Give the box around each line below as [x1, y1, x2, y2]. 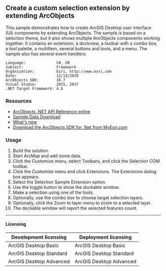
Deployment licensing [79, 234, 132, 241]
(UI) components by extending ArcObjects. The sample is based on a [5, 30, 146, 36]
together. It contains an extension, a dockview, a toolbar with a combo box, [5, 40, 158, 46]
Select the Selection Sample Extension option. [12, 179, 106, 185]
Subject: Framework [5, 64, 77, 69]
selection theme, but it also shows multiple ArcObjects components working [5, 35, 160, 41]
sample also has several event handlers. [5, 51, 87, 57]
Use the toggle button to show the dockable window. [12, 184, 120, 190]
